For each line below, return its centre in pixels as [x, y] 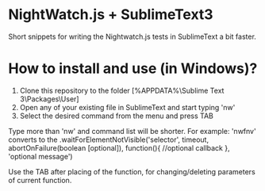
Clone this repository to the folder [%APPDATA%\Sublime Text [122, 90]
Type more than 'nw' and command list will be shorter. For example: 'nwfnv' [132, 131]
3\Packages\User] [49, 99]
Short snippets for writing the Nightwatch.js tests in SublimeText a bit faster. [132, 36]
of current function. [40, 180]
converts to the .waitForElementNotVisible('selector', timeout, [108, 139]
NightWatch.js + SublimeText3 [111, 15]
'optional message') [40, 156]
